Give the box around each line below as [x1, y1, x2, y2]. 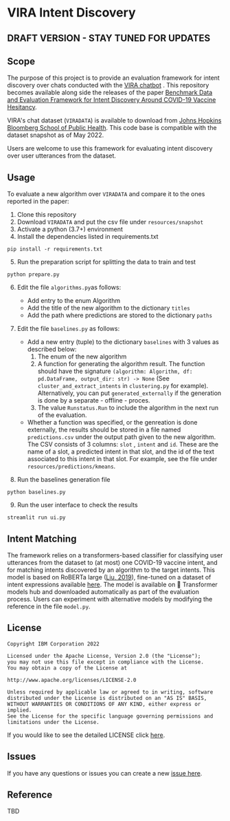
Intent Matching [7, 533, 77, 544]
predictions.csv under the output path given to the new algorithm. [27, 433, 216, 441]
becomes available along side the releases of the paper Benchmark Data [7, 88, 213, 97]
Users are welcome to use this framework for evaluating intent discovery [7, 145, 213, 153]
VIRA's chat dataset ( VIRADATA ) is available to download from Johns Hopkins [7, 116, 222, 125]
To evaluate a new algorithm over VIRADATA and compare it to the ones [7, 190, 205, 198]
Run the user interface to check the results [16, 501, 139, 509]
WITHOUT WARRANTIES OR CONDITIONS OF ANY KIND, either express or [7, 701, 201, 707]
